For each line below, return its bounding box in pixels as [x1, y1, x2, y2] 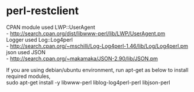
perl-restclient [6, 4, 79, 18]
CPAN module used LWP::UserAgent [6, 24, 96, 31]
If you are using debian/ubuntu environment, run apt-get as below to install [6, 66, 189, 73]
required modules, [6, 73, 51, 80]
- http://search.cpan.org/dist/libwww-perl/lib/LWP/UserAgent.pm [6, 29, 166, 37]
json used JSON [6, 48, 46, 55]
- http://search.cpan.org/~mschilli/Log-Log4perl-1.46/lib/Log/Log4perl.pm [6, 42, 188, 50]
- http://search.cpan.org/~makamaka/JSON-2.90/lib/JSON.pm [6, 55, 158, 62]
